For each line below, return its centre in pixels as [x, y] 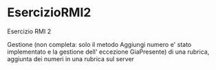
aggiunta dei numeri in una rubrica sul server [71, 58]
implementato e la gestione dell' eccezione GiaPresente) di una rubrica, [108, 52]
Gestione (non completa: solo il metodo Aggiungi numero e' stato [99, 44]
